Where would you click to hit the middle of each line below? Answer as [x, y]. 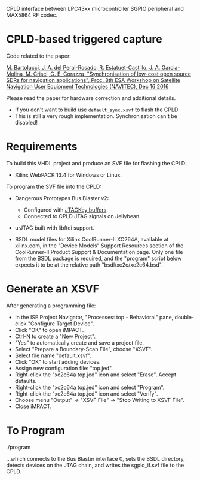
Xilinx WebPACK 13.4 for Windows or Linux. [68, 175]
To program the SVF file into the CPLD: [54, 186]
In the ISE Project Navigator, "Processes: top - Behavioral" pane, [94, 317]
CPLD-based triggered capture [84, 39]
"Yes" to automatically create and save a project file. [79, 342]
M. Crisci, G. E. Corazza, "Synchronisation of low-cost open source [108, 74]
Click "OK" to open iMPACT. [49, 330]
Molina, [15, 74]
